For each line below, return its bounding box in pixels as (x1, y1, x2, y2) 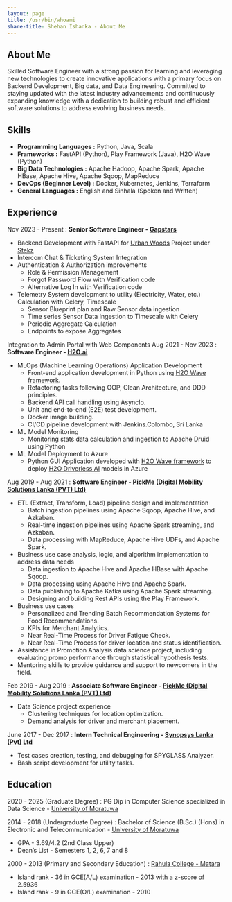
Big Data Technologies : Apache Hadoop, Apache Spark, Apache (17, 164, 204, 173)
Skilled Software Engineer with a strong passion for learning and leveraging (7, 67, 222, 76)
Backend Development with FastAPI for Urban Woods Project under (17, 238, 210, 247)
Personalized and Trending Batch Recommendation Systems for (27, 609, 210, 617)
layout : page (7, 10, 45, 17)
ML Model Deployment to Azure (17, 449, 109, 458)
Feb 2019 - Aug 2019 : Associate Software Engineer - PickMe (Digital (7, 681, 208, 690)
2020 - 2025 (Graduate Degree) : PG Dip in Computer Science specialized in (7, 797, 226, 805)
